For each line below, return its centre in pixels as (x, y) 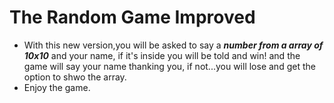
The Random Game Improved (132, 17)
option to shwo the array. (75, 77)
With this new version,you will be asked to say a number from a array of (173, 45)
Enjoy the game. (57, 87)
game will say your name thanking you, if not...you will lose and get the (169, 66)
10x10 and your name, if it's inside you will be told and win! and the (162, 55)
